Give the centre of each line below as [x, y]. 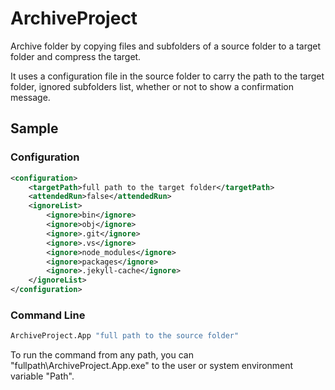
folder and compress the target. [76, 56]
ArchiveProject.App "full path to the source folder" [125, 336]
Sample [34, 128]
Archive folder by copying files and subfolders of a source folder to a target [166, 46]
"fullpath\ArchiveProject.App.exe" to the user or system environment [152, 366]
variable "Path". [42, 376]
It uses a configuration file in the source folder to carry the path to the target [167, 76]
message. [30, 97]
